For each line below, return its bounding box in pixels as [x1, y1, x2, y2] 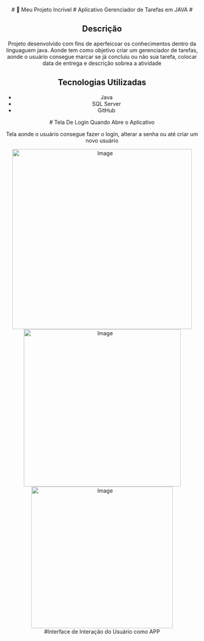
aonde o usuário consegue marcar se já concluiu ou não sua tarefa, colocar [7, 53, 197, 60]
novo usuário [86, 137, 118, 144]
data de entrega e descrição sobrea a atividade [42, 59, 162, 67]
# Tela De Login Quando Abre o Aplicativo [49, 118, 155, 126]
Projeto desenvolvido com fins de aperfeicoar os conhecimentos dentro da [7, 40, 197, 47]
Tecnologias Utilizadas [57, 77, 147, 88]
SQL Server [92, 100, 122, 107]
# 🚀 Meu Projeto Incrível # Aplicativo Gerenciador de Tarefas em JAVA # [11, 6, 193, 13]
